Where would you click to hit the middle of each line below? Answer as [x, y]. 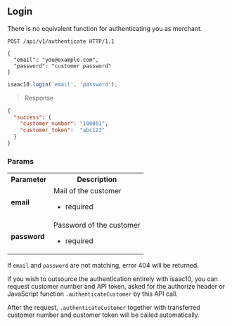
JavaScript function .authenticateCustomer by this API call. [92, 294]
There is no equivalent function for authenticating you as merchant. [105, 28]
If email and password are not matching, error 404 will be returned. [103, 266]
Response [39, 98]
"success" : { [33, 117]
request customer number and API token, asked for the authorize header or [116, 287]
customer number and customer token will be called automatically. [104, 315]
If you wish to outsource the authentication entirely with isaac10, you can [112, 279]
